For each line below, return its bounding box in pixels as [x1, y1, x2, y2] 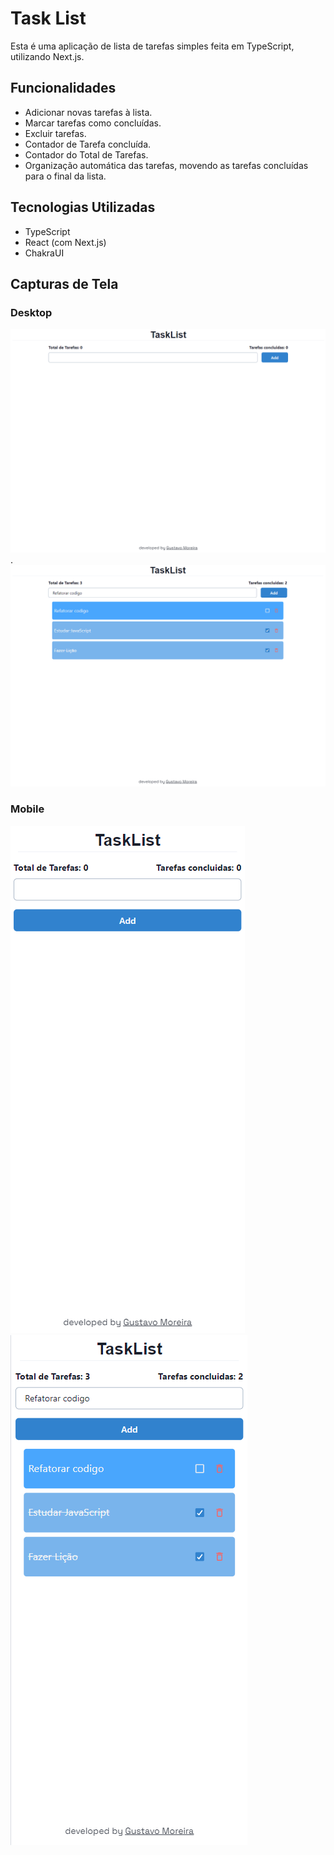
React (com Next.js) [24, 236, 107, 248]
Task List [10, 7, 87, 30]
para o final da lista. [24, 170, 107, 182]
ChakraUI [24, 247, 65, 259]
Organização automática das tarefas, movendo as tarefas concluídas [24, 159, 309, 171]
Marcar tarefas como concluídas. [24, 117, 162, 129]
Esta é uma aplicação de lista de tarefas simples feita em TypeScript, [10, 40, 295, 52]
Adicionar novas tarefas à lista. [24, 106, 153, 118]
